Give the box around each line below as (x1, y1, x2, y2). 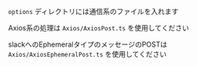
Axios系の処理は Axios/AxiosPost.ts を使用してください (8, 23, 190, 33)
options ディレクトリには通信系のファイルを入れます (8, 7, 179, 16)
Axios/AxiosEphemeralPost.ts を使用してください (8, 50, 167, 58)
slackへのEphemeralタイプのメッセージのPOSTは (8, 40, 168, 49)
